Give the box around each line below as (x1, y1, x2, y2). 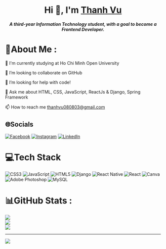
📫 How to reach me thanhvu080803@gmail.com (5, 104, 105, 110)
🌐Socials (5, 120, 34, 129)
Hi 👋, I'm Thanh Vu (44, 4, 122, 16)
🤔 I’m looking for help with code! (5, 79, 71, 85)
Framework (5, 94, 28, 100)
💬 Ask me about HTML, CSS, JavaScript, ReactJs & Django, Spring (5, 89, 141, 95)
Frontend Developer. (61, 26, 105, 32)
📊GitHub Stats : (5, 195, 73, 206)
